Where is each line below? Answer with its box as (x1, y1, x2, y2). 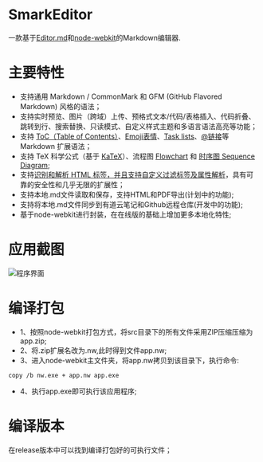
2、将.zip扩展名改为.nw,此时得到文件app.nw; (19, 345, 167, 355)
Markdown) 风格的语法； (19, 101, 102, 111)
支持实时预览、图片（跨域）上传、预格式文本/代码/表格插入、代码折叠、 (19, 112, 256, 121)
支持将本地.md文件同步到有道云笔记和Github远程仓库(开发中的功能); (19, 199, 243, 209)
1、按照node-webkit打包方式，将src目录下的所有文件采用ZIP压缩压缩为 (19, 327, 253, 336)
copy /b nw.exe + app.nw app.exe (8, 371, 120, 379)
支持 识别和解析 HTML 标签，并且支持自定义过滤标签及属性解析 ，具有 (19, 170, 247, 179)
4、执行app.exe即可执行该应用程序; (19, 386, 137, 396)
